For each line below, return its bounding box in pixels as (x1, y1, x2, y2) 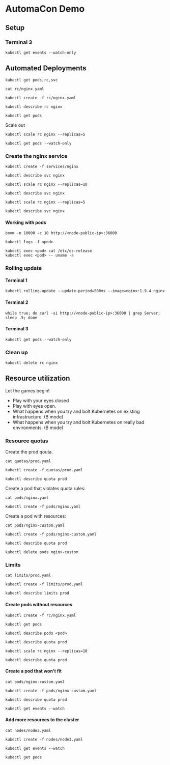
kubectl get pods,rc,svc (5, 77, 58, 82)
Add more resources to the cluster (5, 717, 79, 723)
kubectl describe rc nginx (5, 104, 63, 109)
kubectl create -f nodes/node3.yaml (5, 737, 83, 742)
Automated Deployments (5, 64, 87, 73)
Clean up (5, 349, 28, 356)
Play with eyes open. (12, 403, 56, 409)
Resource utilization (5, 374, 70, 383)
